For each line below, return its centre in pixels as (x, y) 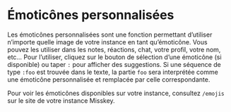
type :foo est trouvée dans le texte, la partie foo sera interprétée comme (113, 72)
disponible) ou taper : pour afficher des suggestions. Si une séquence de (114, 64)
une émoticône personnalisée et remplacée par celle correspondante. (109, 79)
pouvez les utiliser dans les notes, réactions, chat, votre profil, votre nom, (114, 49)
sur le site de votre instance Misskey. (61, 100)
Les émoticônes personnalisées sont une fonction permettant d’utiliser (110, 35)
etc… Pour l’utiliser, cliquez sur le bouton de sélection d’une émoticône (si (114, 57)
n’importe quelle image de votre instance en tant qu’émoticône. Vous (107, 42)
